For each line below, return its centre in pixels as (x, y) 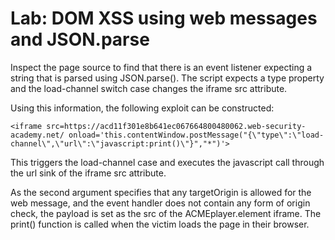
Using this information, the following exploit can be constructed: (142, 108)
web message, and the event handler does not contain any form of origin (160, 203)
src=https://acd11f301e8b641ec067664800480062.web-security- (176, 126)
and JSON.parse (80, 39)
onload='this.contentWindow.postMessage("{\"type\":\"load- (196, 135)
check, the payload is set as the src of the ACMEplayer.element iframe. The (166, 213)
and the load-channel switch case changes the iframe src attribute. (149, 88)
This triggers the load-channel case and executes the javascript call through (167, 162)
